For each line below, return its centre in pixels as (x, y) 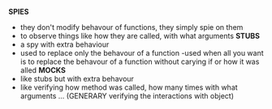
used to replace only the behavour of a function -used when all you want (142, 53)
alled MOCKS (43, 70)
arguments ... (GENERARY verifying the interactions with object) (127, 96)
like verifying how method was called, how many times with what (129, 87)
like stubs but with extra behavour (77, 79)
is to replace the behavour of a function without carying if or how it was (140, 61)
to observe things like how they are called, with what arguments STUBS (140, 36)
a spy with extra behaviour (65, 44)
